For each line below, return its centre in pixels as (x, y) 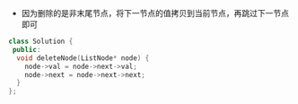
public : (26, 49)
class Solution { (41, 41)
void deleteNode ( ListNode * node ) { (83, 58)
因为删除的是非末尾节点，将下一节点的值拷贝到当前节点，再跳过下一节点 (155, 13)
